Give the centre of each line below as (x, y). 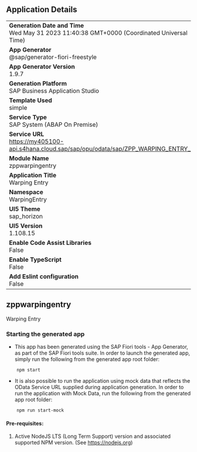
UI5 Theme (25, 209)
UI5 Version (26, 225)
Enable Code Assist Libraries (50, 242)
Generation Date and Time (47, 25)
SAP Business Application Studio (54, 90)
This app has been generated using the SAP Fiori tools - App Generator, (101, 346)
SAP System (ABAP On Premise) (54, 124)
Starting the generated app (45, 334)
